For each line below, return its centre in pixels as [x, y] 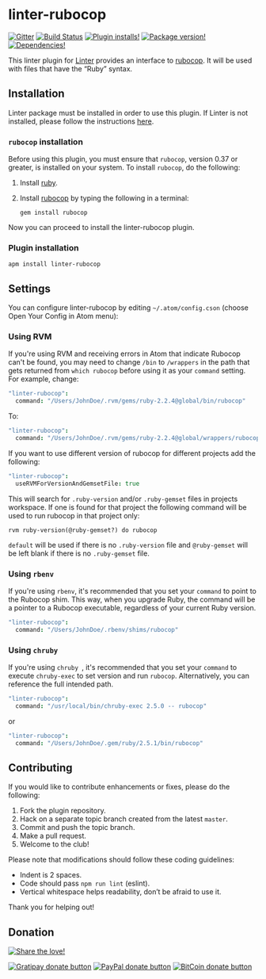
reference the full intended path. [61, 684]
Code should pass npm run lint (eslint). [85, 883]
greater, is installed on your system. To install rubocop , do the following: [124, 167]
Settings [30, 288]
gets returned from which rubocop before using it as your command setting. [127, 371]
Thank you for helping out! [51, 907]
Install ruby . [38, 183]
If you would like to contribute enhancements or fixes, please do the [119, 787]
